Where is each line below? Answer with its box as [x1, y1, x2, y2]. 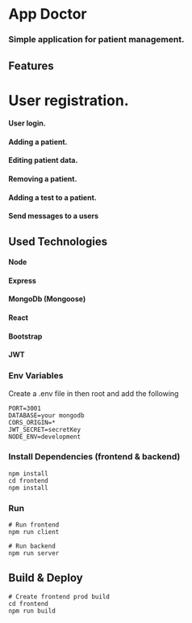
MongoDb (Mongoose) [8, 294, 86, 304]
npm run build [8, 607, 56, 615]
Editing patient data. [8, 156, 78, 165]
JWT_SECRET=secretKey [8, 425, 81, 433]
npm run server [8, 549, 60, 557]
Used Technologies [8, 234, 107, 248]
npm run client [8, 528, 60, 536]
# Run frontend [8, 521, 60, 529]
